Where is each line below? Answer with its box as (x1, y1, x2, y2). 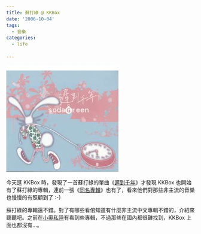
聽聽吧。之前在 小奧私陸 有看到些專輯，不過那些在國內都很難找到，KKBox (6, 214, 185, 221)
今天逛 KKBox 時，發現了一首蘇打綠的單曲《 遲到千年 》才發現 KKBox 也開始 (6, 178, 192, 186)
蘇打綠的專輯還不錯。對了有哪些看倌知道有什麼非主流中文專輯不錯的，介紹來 (6, 206, 195, 214)
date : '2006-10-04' (6, 16, 55, 22)
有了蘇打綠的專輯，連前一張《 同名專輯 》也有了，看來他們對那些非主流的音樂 (6, 186, 195, 193)
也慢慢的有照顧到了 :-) (6, 193, 61, 200)
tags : (6, 22, 20, 28)
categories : (6, 35, 36, 41)
